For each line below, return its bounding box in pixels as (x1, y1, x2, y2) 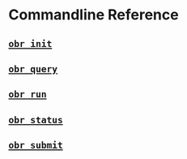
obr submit (8, 140, 63, 151)
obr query (8, 63, 58, 74)
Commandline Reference (8, 6, 180, 24)
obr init (8, 38, 53, 49)
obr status (8, 114, 63, 126)
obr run (8, 89, 47, 100)
